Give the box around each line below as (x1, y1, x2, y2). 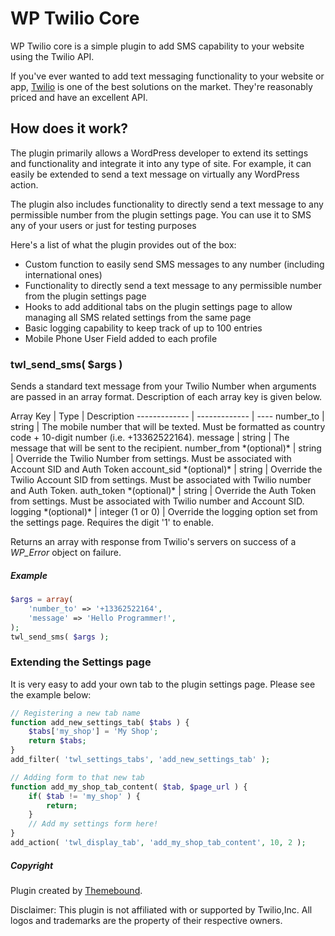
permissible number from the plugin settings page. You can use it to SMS (10, 208, 312, 221)
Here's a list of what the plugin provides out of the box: (10, 238, 237, 251)
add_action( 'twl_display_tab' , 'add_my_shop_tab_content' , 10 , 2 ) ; (10, 838, 307, 848)
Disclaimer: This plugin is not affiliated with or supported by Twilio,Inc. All (10, 903, 313, 916)
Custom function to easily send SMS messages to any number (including (24, 258, 325, 270)
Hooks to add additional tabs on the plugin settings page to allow (24, 300, 293, 312)
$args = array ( (10, 595, 74, 605)
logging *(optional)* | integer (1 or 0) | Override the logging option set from (10, 506, 318, 518)
